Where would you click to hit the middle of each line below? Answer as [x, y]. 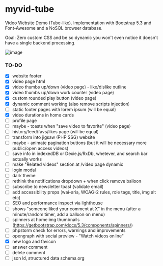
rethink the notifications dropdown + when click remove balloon [77, 181]
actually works [27, 159]
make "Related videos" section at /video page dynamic [68, 164]
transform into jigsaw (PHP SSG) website [54, 137]
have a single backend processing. [40, 42]
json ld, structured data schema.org [48, 258]
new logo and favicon [34, 241]
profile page [25, 120]
